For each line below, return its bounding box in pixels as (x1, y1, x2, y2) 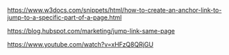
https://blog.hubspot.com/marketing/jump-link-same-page (7, 27, 176, 35)
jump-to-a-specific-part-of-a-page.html (7, 13, 122, 22)
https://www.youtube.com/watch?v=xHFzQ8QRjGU (7, 40, 154, 48)
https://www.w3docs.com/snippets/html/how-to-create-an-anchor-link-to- (7, 6, 222, 14)
